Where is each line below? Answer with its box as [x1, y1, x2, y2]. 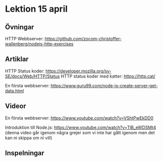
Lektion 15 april [5, 3, 68, 15]
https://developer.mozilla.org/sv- [45, 68, 111, 74]
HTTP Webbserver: [5, 36, 44, 41]
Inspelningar [5, 149, 45, 157]
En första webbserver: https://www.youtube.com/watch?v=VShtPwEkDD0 [5, 115, 154, 121]
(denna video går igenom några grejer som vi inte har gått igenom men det [5, 129, 155, 135]
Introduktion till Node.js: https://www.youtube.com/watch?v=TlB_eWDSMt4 [5, 124, 156, 130]
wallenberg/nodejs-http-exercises [5, 41, 74, 47]
